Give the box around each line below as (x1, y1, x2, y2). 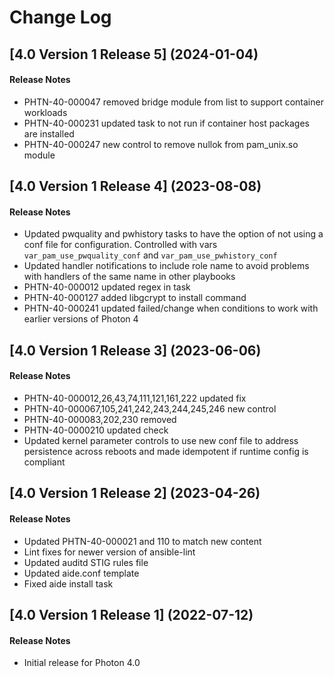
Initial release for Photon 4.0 (23, 657, 141, 669)
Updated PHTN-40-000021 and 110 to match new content (23, 535, 262, 547)
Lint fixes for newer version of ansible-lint (23, 546, 196, 558)
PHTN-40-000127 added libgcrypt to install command (23, 292, 247, 304)
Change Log (9, 6, 112, 29)
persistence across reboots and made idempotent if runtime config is (23, 445, 309, 457)
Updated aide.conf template (23, 567, 140, 579)
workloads (23, 106, 68, 118)
